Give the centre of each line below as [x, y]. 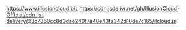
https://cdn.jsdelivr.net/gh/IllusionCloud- [130, 9]
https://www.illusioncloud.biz [42, 9]
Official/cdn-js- [25, 15]
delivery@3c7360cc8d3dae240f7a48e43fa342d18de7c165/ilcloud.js [91, 21]
